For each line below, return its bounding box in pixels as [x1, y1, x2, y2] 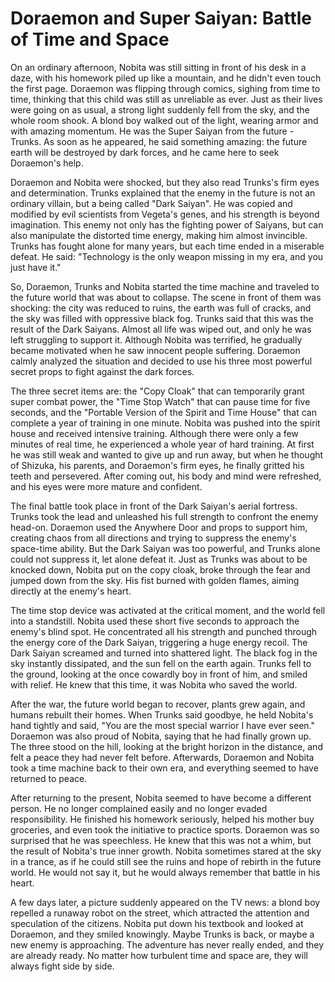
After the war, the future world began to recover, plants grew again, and [10, 698, 306, 710]
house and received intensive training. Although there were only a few [10, 427, 299, 439]
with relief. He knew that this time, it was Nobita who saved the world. [10, 678, 298, 691]
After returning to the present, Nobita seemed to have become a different [10, 792, 312, 804]
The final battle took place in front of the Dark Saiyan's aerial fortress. [10, 500, 298, 512]
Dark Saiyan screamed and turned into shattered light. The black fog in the [10, 647, 318, 659]
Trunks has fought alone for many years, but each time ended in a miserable [10, 240, 325, 252]
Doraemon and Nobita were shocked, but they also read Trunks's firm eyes [10, 176, 320, 188]
